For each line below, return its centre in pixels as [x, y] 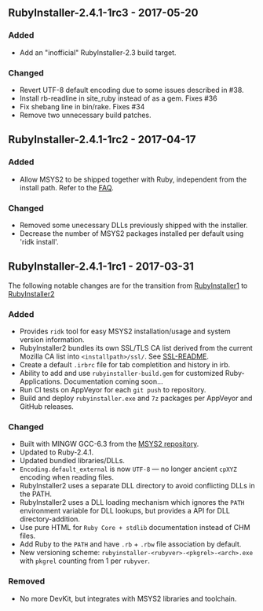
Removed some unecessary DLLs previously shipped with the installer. [134, 225]
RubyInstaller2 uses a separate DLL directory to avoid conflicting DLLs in [137, 486]
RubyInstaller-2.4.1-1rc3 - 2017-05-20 [103, 13]
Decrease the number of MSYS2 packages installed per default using [131, 233]
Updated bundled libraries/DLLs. [72, 461]
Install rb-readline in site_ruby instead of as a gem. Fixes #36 [118, 98]
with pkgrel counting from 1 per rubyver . [85, 561]
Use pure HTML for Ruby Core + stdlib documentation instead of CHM [135, 528]
